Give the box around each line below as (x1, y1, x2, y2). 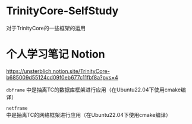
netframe (6, 105, 28, 111)
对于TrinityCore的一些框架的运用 (6, 24, 86, 31)
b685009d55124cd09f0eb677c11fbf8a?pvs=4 (6, 74, 119, 81)
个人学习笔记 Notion (6, 47, 105, 61)
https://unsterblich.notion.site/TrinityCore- (6, 67, 110, 75)
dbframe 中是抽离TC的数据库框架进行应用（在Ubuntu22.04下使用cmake (6, 86, 181, 93)
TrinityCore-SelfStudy (6, 4, 119, 18)
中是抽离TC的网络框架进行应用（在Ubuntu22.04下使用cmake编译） (6, 111, 171, 118)
